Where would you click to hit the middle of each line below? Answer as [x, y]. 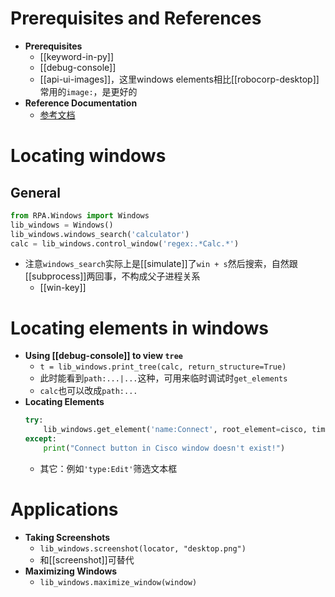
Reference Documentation [81, 103]
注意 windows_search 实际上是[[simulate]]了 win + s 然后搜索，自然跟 [161, 264]
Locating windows [88, 156]
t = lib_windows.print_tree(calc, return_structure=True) [163, 367]
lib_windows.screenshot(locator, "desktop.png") [143, 548]
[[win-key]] [63, 288]
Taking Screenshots [67, 537]
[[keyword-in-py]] [77, 56]
